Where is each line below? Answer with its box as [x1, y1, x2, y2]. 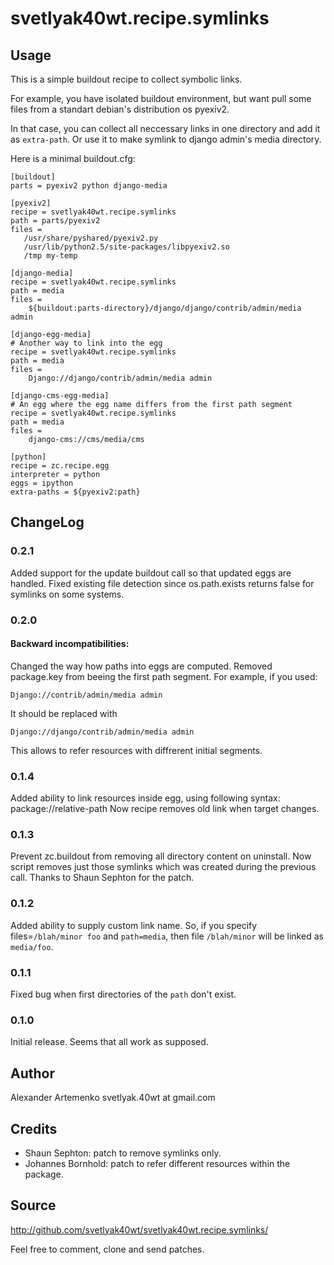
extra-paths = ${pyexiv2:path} [10, 487, 141, 497]
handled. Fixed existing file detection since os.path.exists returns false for [10, 577, 315, 589]
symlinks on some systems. [10, 588, 125, 600]
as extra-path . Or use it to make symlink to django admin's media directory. [10, 133, 322, 145]
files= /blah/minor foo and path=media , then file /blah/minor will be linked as [10, 930, 324, 942]
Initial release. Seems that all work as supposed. [10, 1036, 209, 1048]
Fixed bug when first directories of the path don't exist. [10, 988, 237, 1000]
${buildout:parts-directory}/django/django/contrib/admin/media [28, 303, 302, 313]
